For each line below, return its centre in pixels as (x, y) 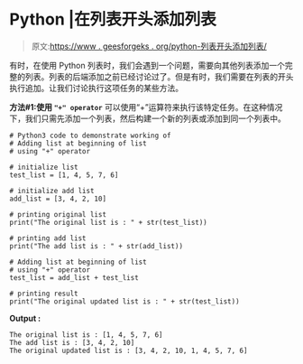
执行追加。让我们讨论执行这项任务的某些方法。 (96, 88)
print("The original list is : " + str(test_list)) (108, 222)
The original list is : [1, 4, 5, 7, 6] (87, 335)
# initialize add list (52, 191)
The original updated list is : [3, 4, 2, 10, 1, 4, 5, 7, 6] (129, 350)
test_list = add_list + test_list (74, 277)
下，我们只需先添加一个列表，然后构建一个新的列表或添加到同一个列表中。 (147, 118)
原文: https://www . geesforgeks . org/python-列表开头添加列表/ (149, 46)
